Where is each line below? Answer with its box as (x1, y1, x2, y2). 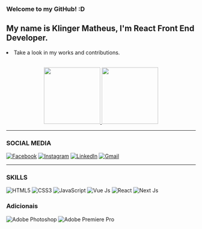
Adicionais (6, 202, 38, 210)
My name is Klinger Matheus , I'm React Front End (6, 24, 195, 34)
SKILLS (6, 173, 28, 181)
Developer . (6, 33, 48, 43)
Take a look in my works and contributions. (14, 49, 120, 56)
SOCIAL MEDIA (6, 139, 52, 147)
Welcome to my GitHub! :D (6, 5, 85, 13)
